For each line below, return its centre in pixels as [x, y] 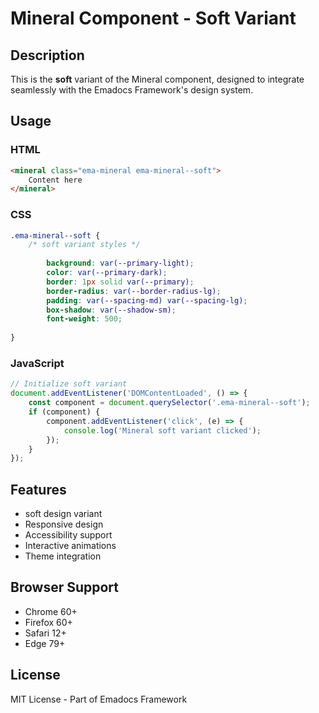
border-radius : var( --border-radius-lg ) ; [134, 291]
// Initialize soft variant [69, 384]
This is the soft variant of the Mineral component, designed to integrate [157, 79]
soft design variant [63, 514]
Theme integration [63, 556]
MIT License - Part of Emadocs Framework [99, 699]
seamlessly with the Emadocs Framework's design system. [132, 90]
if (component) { [64, 412]
